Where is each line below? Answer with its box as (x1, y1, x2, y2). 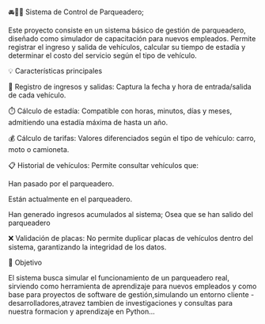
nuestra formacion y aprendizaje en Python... (8, 307, 156, 316)
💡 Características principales (8, 67, 103, 75)
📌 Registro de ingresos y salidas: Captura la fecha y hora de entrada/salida (8, 82, 252, 91)
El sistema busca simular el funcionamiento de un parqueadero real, (8, 273, 230, 282)
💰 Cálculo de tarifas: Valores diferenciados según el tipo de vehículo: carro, (8, 134, 256, 143)
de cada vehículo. (8, 90, 66, 100)
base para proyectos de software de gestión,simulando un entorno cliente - (8, 290, 255, 299)
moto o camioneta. (8, 145, 70, 154)
